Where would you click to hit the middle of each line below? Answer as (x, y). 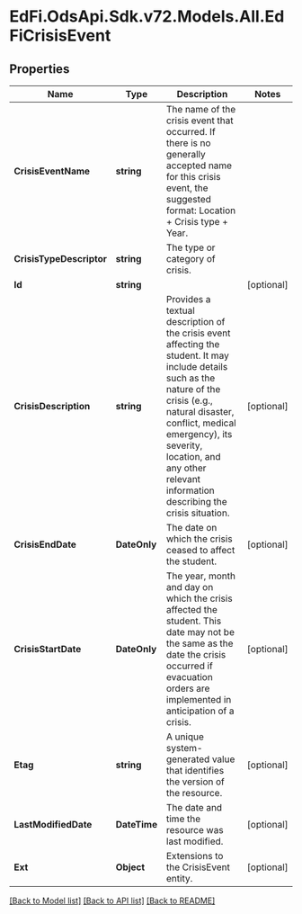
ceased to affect (200, 550)
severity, (184, 445)
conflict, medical (201, 423)
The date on (191, 528)
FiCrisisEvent (60, 36)
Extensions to (195, 856)
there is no (188, 143)
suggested (188, 199)
